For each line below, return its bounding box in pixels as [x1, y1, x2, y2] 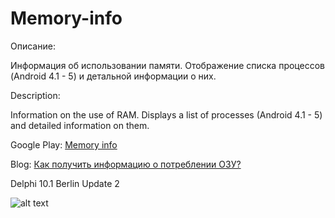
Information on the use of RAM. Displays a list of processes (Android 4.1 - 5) [10, 108, 323, 121]
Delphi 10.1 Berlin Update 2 [10, 177, 120, 189]
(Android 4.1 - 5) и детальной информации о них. [10, 70, 217, 82]
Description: [10, 89, 61, 101]
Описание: [10, 40, 56, 52]
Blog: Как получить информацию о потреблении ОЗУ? [10, 158, 242, 170]
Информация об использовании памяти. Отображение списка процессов [10, 59, 325, 71]
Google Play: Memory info [10, 138, 118, 151]
